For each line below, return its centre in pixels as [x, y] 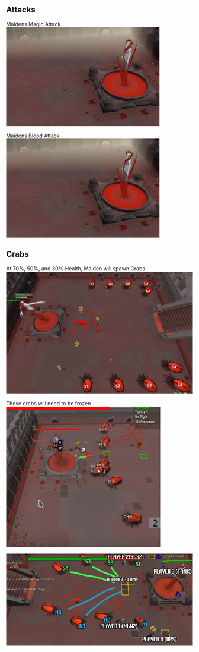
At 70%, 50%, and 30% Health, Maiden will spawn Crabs [76, 268]
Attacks [21, 10]
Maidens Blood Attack [33, 136]
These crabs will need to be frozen [49, 403]
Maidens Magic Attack [33, 24]
